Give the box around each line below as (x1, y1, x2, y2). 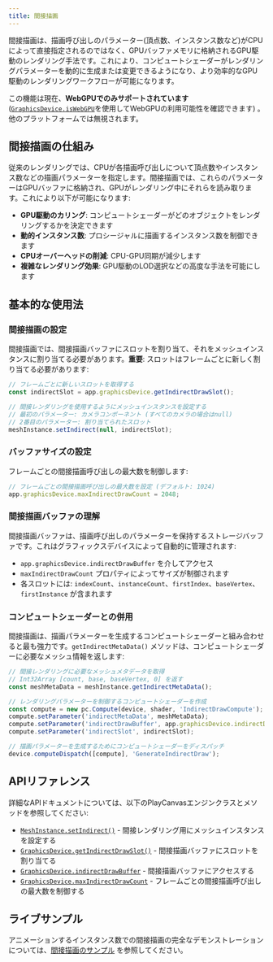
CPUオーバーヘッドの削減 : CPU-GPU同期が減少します (19, 251, 201, 261)
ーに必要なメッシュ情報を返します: (8, 651, 125, 661)
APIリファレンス (8, 774, 91, 789)
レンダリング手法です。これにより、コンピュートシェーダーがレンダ (22, 55, 249, 65)
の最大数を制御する (19, 886, 85, 895)
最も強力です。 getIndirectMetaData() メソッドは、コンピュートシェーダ (22, 642, 264, 651)
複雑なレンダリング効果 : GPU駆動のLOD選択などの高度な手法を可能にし (19, 261, 261, 271)
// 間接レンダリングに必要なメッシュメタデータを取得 (8, 668, 165, 676)
